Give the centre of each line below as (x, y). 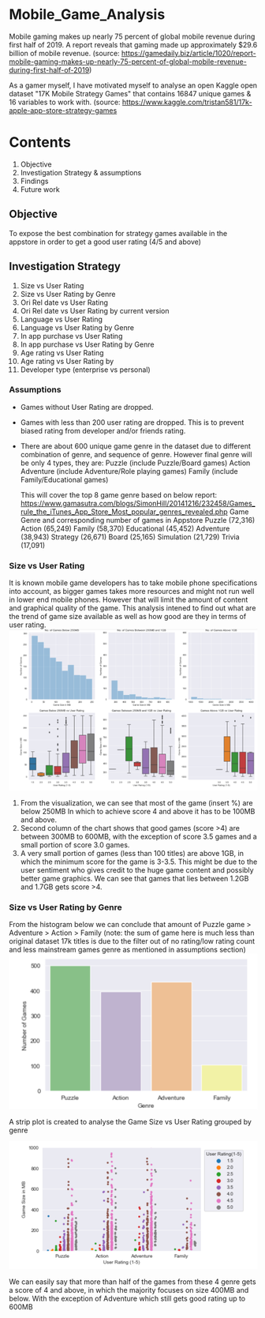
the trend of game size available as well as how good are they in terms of (128, 617)
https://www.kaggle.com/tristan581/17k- (187, 102)
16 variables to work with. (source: (65, 102)
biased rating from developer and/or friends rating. (103, 430)
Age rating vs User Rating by (67, 361)
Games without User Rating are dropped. (87, 407)
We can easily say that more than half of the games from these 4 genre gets (132, 1282)
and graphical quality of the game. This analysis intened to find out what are (132, 608)
